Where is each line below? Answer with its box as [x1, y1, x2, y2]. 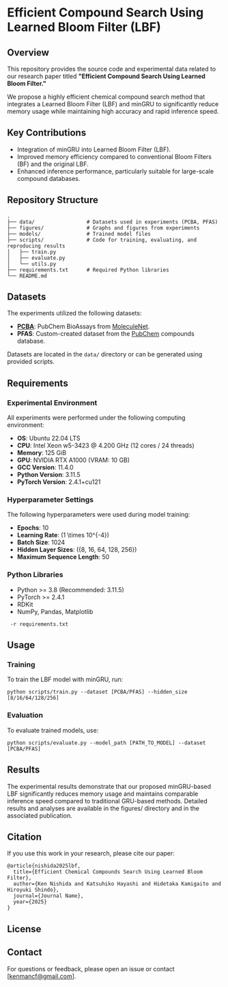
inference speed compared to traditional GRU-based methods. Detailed [7, 796, 208, 805]
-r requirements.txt [10, 620, 69, 628]
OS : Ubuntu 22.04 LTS [16, 434, 81, 443]
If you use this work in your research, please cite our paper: [7, 849, 175, 857]
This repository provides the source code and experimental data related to [7, 65, 216, 73]
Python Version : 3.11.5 [16, 471, 81, 479]
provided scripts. [7, 358, 55, 366]
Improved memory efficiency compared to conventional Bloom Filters [16, 152, 212, 160]
